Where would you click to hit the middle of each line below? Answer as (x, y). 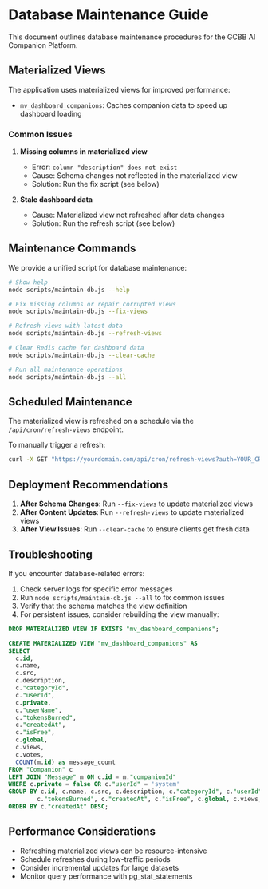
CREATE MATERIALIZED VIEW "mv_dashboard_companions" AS (103, 643)
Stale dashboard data (56, 200)
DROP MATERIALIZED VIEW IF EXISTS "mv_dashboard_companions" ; (114, 629)
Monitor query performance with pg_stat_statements (106, 876)
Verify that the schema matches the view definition (103, 606)
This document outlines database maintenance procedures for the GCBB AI (132, 37)
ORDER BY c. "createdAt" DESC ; (59, 807)
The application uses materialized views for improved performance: (119, 89)
